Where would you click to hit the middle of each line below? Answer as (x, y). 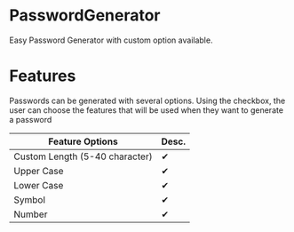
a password (31, 119)
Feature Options (83, 141)
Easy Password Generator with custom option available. (111, 40)
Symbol (30, 199)
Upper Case (39, 171)
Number (31, 214)
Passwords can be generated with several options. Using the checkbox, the (147, 100)
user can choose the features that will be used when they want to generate (147, 110)
